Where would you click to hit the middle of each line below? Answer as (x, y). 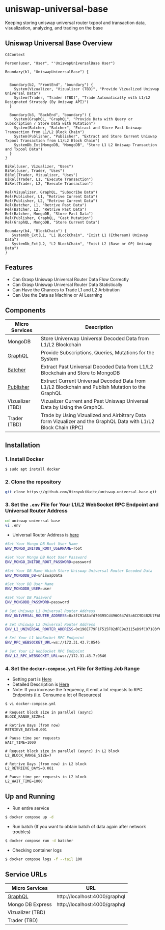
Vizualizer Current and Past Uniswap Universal (95, 401)
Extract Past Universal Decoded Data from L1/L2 (97, 367)
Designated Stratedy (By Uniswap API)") (47, 102)
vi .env (13, 526)
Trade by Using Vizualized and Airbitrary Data (94, 415)
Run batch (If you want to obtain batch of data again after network (79, 826)
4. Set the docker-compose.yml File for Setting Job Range (72, 668)
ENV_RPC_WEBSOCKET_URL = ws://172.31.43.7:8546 (52, 643)
